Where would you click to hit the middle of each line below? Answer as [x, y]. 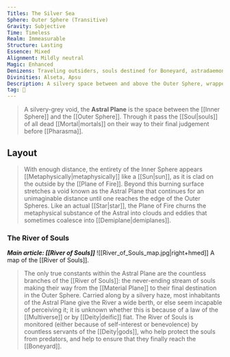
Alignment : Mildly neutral [46, 58]
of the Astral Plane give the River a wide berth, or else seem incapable [123, 303]
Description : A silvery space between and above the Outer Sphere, [105, 84]
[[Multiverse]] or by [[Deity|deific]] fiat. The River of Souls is [108, 317]
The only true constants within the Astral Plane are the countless [115, 273]
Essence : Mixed [29, 52]
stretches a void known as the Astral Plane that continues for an [114, 191]
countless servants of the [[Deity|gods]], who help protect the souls [119, 332]
